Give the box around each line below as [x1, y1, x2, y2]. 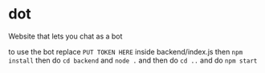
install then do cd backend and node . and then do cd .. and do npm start [8, 55, 258, 65]
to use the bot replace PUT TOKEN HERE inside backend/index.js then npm [8, 47, 243, 56]
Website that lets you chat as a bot [8, 31, 123, 41]
